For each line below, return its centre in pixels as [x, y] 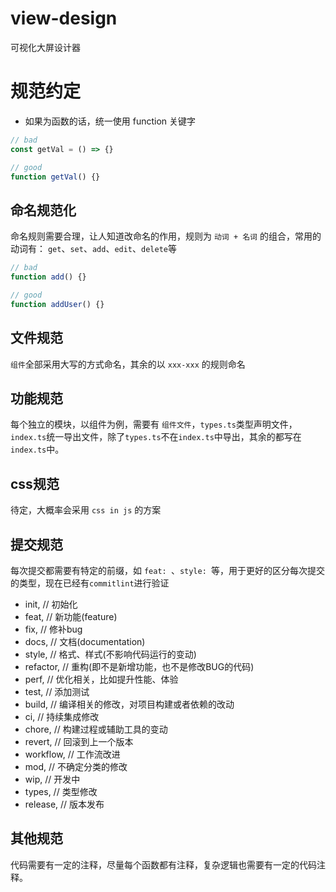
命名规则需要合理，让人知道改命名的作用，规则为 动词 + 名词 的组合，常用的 [166, 236]
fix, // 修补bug [53, 629]
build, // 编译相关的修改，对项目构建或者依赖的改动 [129, 704]
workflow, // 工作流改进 [72, 754]
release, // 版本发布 [64, 804]
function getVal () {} [55, 177]
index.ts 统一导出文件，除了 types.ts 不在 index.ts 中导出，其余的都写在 [156, 437]
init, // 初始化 [51, 604]
